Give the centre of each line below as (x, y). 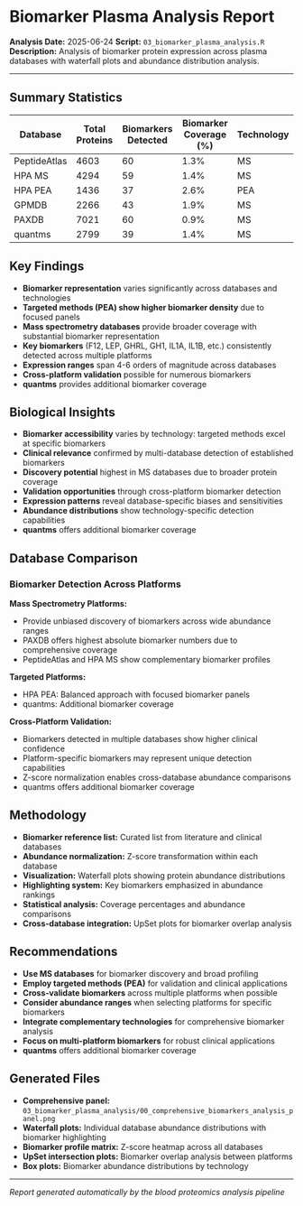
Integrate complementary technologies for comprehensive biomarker (153, 1021)
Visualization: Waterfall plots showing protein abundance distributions (154, 875)
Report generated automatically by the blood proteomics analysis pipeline (147, 1192)
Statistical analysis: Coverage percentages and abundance (134, 904)
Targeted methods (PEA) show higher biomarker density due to (143, 307)
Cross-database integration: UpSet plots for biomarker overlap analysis (157, 923)
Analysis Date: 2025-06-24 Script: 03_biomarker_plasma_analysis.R (137, 42)
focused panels (51, 317)
